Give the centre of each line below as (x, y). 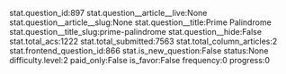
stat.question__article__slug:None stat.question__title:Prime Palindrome (140, 22)
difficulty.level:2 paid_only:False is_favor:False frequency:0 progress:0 (139, 60)
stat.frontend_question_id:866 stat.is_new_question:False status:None (139, 51)
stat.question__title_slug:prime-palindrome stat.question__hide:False (136, 32)
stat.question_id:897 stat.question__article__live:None (108, 13)
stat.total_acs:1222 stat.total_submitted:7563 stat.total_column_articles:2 (143, 41)
